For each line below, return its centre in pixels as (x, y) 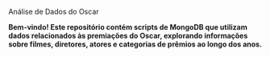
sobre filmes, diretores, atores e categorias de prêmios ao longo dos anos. (135, 44)
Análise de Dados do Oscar (54, 12)
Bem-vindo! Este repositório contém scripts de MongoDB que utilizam (128, 27)
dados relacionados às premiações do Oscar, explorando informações (128, 36)
